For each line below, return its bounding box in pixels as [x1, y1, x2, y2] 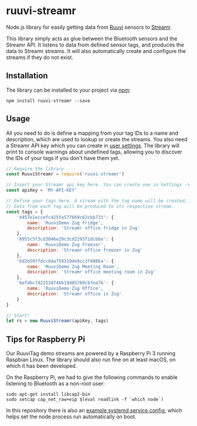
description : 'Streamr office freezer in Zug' [27, 247, 143, 253]
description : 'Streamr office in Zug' [27, 291, 122, 297]
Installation [6, 71, 48, 81]
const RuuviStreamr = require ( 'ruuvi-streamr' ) [6, 171, 125, 177]
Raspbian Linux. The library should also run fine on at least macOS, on [6, 356, 176, 363]
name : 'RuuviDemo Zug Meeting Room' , [27, 264, 119, 269]
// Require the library [6, 166, 64, 172]
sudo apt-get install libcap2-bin [6, 391, 91, 398]
